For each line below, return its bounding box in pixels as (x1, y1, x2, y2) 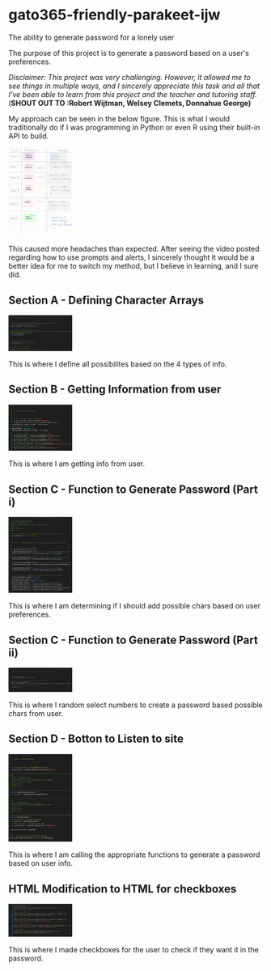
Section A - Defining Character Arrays (8, 293, 205, 307)
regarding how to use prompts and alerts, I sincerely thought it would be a (8, 252, 255, 262)
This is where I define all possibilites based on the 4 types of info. (8, 359, 227, 369)
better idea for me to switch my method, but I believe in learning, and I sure (8, 261, 259, 271)
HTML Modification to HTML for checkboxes (8, 882, 237, 896)
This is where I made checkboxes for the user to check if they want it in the (8, 945, 259, 955)
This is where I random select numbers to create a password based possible (8, 700, 263, 710)
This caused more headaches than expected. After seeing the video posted (8, 244, 260, 254)
